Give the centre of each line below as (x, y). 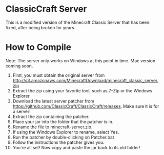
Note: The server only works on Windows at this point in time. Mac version (81, 60)
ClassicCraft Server (46, 9)
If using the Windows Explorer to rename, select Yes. (66, 132)
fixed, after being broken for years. (41, 27)
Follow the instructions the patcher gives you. (58, 142)
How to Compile (38, 47)
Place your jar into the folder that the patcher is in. (63, 121)
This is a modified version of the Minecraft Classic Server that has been (78, 22)
